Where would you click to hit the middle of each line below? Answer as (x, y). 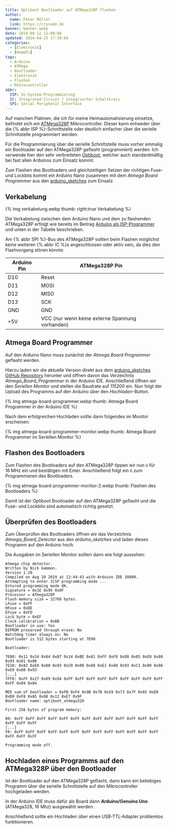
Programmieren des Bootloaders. (39, 476)
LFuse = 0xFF (19, 604)
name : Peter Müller (30, 19)
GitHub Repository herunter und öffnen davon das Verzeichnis (70, 375)
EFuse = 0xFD (19, 613)
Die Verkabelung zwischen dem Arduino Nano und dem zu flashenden (78, 218)
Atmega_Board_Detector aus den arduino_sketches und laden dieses (77, 539)
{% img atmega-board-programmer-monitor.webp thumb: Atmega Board (80, 431)
